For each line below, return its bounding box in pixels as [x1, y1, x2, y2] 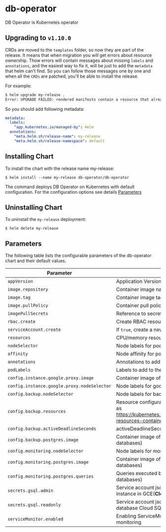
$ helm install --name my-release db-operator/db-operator [5, 175, 129, 180]
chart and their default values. [5, 258, 67, 264]
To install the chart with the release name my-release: [5, 165, 115, 171]
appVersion [7, 278, 33, 284]
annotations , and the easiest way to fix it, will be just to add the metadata [5, 62, 153, 68]
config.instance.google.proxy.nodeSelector [7, 383, 112, 389]
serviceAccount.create [7, 327, 61, 332]
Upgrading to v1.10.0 [5, 34, 72, 42]
